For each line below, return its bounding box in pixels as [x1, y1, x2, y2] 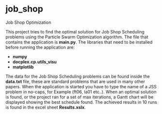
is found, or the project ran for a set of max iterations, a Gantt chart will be [5, 94, 154, 100]
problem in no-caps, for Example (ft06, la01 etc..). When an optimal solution [5, 89, 157, 95]
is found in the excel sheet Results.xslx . [5, 104, 86, 110]
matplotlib [12, 64, 34, 70]
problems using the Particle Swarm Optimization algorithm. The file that [5, 34, 148, 40]
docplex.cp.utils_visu [12, 59, 57, 65]
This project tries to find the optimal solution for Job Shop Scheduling [5, 29, 145, 34]
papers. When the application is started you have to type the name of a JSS [5, 83, 157, 89]
